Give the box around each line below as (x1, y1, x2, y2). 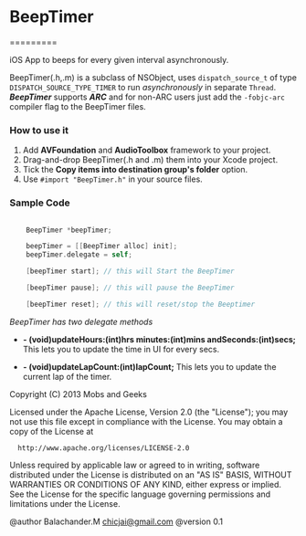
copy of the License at (9, 426, 94, 436)
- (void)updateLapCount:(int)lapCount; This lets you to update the (22, 361, 277, 372)
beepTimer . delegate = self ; (26, 250, 132, 259)
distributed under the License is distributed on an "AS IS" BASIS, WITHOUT (9, 468, 292, 480)
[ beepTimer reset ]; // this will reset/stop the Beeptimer (26, 300, 256, 309)
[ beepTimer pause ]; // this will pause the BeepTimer (26, 283, 235, 293)
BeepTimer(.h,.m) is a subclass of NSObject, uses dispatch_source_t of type (9, 71, 297, 83)
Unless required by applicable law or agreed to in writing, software (9, 459, 260, 470)
